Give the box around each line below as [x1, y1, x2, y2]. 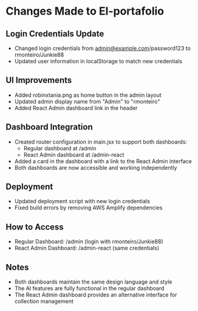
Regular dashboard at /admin [23, 144, 97, 152]
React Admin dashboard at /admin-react [23, 151, 125, 158]
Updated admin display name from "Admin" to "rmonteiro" [14, 97, 160, 105]
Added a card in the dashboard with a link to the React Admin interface [14, 157, 192, 165]
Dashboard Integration [5, 122, 93, 132]
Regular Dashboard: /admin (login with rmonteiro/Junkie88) [14, 238, 163, 245]
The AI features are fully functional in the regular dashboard [14, 285, 165, 292]
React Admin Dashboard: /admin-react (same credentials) [14, 245, 159, 252]
